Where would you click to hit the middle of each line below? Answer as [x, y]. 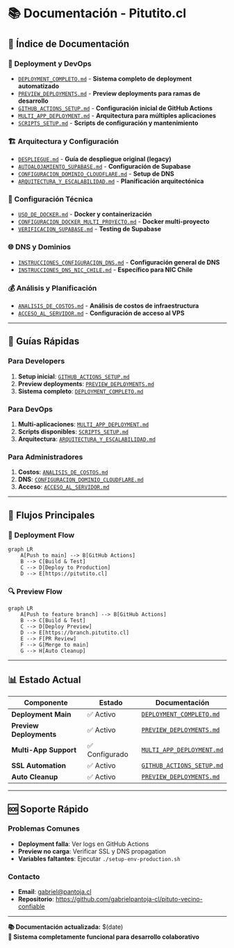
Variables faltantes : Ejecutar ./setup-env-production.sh [99, 858]
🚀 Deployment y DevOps [50, 63]
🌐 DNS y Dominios [40, 247]
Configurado [108, 754]
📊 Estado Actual [44, 680]
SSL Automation [39, 766]
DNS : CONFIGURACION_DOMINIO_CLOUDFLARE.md [81, 479]
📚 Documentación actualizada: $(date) [66, 927]
